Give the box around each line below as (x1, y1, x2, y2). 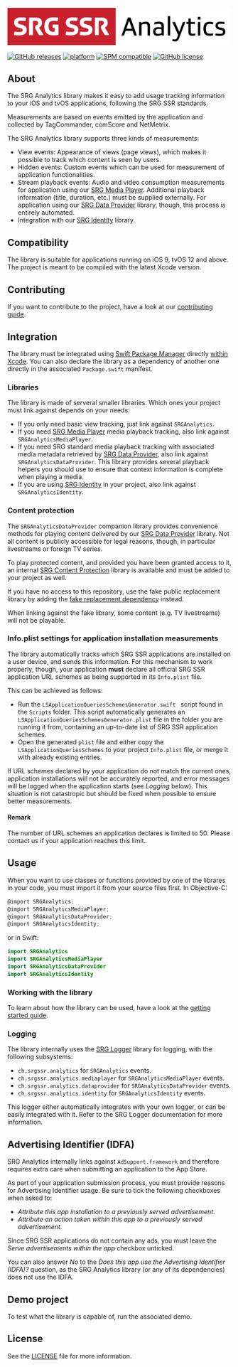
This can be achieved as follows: (7, 686, 103, 695)
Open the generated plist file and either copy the (17, 737, 164, 746)
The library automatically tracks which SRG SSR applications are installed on (7, 650, 231, 658)
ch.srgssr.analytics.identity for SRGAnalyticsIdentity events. (17, 1089, 206, 1098)
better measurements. (7, 797, 72, 805)
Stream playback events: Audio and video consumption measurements (17, 178, 225, 187)
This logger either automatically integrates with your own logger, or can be (7, 1103, 226, 1111)
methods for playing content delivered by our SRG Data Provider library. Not (7, 529, 229, 537)
